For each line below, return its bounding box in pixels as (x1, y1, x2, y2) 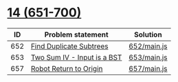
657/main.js (128, 63, 168, 73)
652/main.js (128, 41, 168, 51)
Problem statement (44, 30, 109, 39)
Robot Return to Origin (30, 63, 103, 73)
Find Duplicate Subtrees (30, 41, 109, 51)
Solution (133, 30, 163, 39)
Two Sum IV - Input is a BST (30, 52, 122, 62)
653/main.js (128, 52, 168, 62)
